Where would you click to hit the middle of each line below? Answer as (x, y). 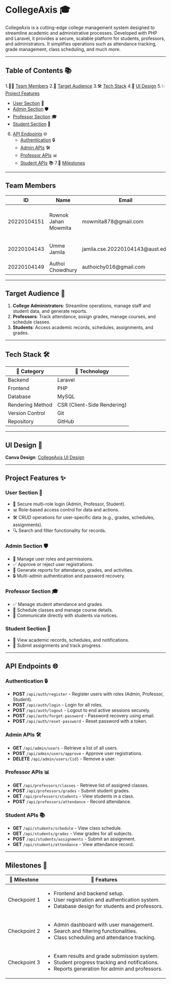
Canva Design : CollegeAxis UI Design (45, 457)
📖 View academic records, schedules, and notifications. (71, 640)
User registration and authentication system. (107, 900)
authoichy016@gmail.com (114, 267)
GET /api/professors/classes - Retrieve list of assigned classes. (81, 785)
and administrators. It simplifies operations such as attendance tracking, (81, 43)
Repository (21, 421)
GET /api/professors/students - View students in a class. (74, 796)
